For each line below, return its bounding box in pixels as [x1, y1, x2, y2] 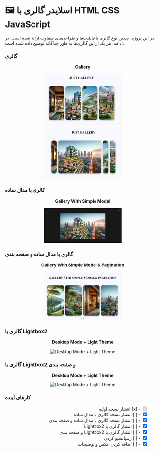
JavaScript [5, 19, 51, 30]
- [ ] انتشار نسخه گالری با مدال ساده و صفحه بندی [49, 417, 141, 423]
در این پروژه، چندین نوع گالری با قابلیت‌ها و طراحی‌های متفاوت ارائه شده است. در [5, 35, 154, 41]
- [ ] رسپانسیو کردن [104, 435, 141, 441]
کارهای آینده [5, 394, 31, 401]
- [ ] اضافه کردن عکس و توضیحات [78, 441, 141, 447]
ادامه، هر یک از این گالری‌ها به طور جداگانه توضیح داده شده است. [5, 40, 124, 46]
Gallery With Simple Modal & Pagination [41, 262, 125, 268]
